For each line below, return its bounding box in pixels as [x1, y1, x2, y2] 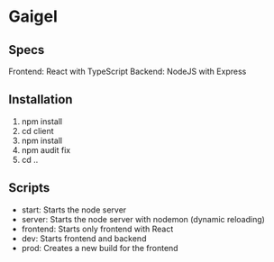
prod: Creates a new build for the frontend [21, 242, 178, 253]
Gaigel [8, 6, 58, 27]
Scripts [8, 180, 50, 195]
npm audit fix [21, 144, 71, 155]
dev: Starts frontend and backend [21, 232, 147, 244]
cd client [21, 125, 55, 136]
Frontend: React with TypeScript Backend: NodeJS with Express [8, 66, 247, 77]
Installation [8, 92, 73, 107]
